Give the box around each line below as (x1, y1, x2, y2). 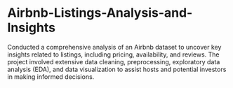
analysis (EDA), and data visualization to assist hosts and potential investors (7, 65, 227, 73)
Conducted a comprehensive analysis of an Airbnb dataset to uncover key (7, 43, 222, 51)
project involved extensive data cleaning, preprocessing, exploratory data (7, 57, 220, 66)
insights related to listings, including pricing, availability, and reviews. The (7, 50, 220, 59)
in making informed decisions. (7, 72, 95, 81)
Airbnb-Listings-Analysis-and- (7, 5, 193, 21)
